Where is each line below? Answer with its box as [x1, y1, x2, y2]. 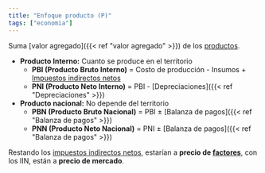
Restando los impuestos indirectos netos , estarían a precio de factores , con [8, 148, 258, 157]
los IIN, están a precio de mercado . [8, 156, 125, 165]
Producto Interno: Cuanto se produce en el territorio [19, 56, 193, 66]
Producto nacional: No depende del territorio [19, 98, 170, 108]
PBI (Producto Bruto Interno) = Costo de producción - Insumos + [31, 64, 247, 74]
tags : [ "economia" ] [8, 19, 73, 27]
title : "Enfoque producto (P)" [8, 11, 112, 20]
